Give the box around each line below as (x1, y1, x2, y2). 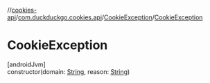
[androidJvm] (7, 60, 46, 68)
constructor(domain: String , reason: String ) (7, 67, 130, 75)
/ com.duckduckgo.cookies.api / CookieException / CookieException (15, 13, 203, 21)
